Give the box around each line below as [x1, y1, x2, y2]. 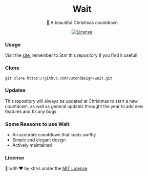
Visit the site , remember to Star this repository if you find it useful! [5, 52, 138, 58]
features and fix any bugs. [5, 109, 58, 114]
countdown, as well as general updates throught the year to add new [5, 103, 144, 109]
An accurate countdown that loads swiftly [12, 132, 96, 138]
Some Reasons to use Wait [5, 121, 70, 128]
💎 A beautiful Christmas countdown [46, 20, 118, 25]
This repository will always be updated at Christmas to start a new [5, 98, 138, 104]
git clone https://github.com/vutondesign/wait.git [5, 76, 112, 81]
